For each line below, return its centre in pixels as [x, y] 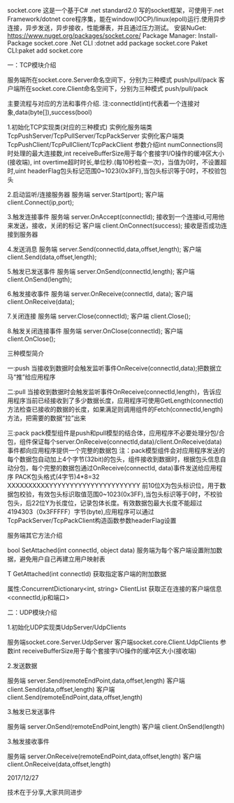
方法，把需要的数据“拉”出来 [47, 418]
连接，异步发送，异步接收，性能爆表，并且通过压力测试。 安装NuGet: [107, 28]
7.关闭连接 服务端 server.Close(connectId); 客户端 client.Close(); [99, 316]
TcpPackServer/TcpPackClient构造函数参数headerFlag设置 [92, 521]
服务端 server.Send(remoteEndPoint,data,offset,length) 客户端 [96, 680]
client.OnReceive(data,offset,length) [59, 764]
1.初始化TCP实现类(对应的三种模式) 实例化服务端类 [80, 127]
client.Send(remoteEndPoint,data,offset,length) [75, 697]
